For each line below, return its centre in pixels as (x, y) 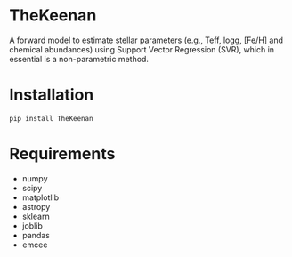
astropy (36, 206)
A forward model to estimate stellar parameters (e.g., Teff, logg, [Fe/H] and (146, 40)
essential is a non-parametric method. (79, 59)
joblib (32, 225)
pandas (36, 235)
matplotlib (41, 197)
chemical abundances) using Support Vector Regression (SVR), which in (142, 49)
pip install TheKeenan (51, 118)
